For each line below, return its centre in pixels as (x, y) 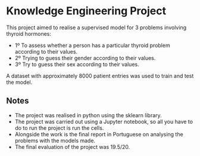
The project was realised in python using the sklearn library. (88, 115)
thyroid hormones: (29, 33)
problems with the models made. (55, 141)
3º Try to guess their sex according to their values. (77, 64)
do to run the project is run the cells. (59, 128)
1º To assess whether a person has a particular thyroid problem (93, 45)
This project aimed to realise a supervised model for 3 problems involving (96, 27)
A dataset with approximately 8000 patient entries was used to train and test (100, 76)
